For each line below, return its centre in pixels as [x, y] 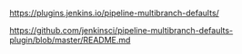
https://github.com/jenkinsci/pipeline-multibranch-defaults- [121, 30]
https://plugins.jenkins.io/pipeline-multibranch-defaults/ [115, 13]
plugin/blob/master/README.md [70, 40]
